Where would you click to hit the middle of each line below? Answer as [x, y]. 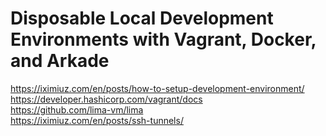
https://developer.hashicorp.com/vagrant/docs [106, 99]
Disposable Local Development [142, 18]
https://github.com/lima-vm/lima [77, 109]
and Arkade [60, 61]
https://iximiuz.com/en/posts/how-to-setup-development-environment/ [157, 88]
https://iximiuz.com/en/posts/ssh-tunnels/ [97, 120]
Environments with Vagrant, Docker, [163, 39]
